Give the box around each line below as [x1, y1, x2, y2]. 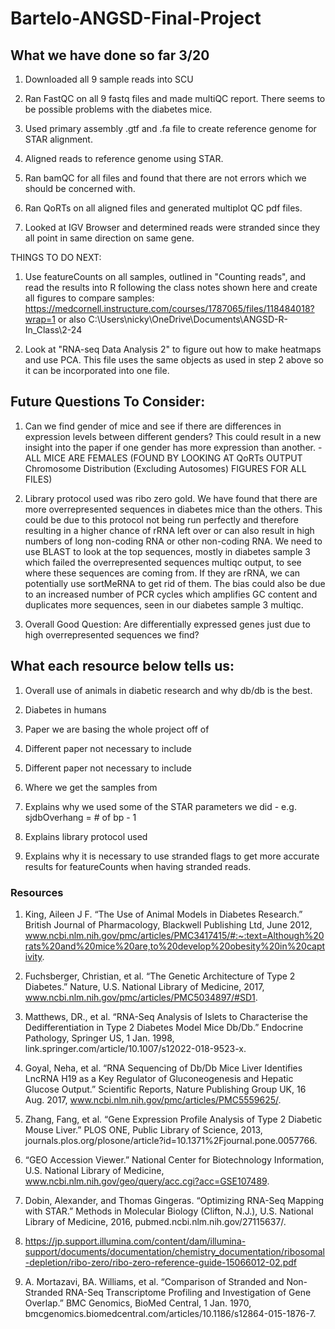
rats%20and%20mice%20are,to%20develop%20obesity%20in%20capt [24, 940, 326, 952]
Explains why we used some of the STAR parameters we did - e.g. [24, 800, 297, 812]
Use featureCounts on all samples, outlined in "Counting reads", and [24, 271, 307, 282]
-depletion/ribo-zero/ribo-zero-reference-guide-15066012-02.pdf [24, 1256, 297, 1268]
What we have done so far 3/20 [10, 47, 210, 64]
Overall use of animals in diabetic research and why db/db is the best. [24, 684, 313, 696]
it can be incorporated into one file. [24, 365, 170, 376]
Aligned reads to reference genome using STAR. [24, 153, 224, 164]
